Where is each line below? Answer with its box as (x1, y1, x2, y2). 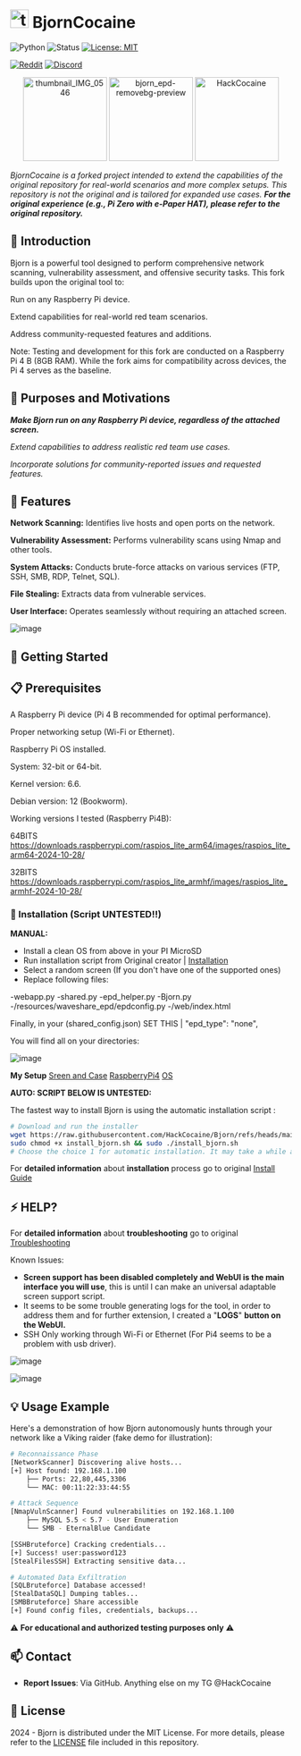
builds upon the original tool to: (10, 276, 125, 287)
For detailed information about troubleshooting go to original (10, 1228, 239, 1238)
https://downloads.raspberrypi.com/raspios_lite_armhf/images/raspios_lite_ (10, 876, 288, 887)
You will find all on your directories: (10, 1035, 139, 1046)
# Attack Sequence (10, 1499, 79, 1508)
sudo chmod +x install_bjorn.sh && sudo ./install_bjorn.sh (10, 1138, 239, 1148)
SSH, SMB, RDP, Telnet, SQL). (10, 571, 120, 582)
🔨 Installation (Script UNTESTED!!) (10, 908, 162, 920)
